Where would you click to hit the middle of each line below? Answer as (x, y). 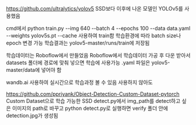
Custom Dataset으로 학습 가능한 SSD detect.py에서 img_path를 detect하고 (93, 101)
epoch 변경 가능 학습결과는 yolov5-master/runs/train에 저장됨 (78, 43)
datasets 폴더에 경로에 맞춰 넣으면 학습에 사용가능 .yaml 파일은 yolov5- (88, 62)
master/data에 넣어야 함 (34, 70)
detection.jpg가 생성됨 (32, 115)
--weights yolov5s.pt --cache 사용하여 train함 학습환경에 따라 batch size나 (94, 36)
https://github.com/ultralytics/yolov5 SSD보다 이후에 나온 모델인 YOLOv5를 (94, 8)
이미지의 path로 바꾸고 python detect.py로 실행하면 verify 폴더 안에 (90, 108)
